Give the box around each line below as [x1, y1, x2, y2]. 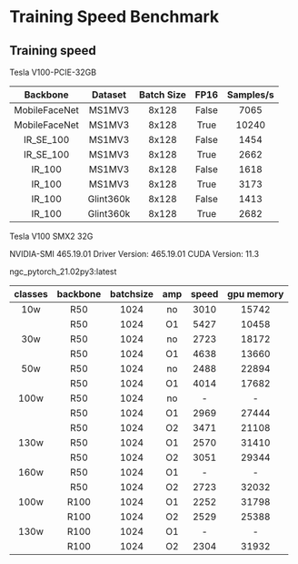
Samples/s [226, 88, 274, 101]
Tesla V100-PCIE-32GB [9, 67, 97, 77]
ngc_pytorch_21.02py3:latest [9, 266, 117, 277]
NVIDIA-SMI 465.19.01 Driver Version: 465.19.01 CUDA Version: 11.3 [9, 249, 260, 259]
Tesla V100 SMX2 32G [9, 231, 94, 241]
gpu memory [226, 288, 284, 300]
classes [14, 288, 48, 300]
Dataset [91, 88, 127, 101]
